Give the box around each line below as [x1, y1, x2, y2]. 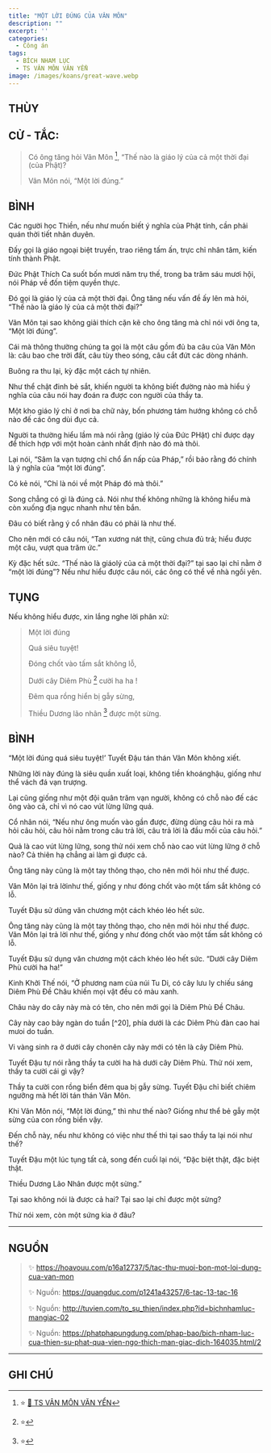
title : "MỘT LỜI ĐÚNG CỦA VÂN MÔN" [8, 11, 128, 20]
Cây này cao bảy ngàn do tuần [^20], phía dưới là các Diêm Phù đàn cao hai [8, 1018, 261, 1028]
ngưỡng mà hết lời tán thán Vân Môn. [8, 1091, 131, 1100]
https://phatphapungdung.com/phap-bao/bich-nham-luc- [62, 1329, 255, 1338]
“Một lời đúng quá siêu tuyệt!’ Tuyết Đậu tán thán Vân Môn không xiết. [8, 753, 241, 763]
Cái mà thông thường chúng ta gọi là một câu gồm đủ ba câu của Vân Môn [8, 342, 256, 352]
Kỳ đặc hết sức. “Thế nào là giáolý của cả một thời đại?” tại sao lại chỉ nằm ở [8, 559, 262, 568]
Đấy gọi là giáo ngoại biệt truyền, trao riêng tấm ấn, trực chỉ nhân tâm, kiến [8, 245, 257, 255]
